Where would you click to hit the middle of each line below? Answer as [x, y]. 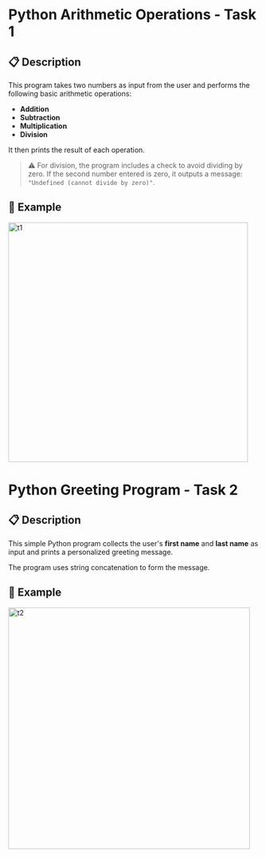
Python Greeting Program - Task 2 [123, 490]
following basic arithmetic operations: [70, 94]
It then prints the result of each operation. [76, 150]
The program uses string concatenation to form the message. [109, 567]
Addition [34, 109]
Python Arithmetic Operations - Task [132, 15]
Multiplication [43, 126]
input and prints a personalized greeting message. [91, 552]
